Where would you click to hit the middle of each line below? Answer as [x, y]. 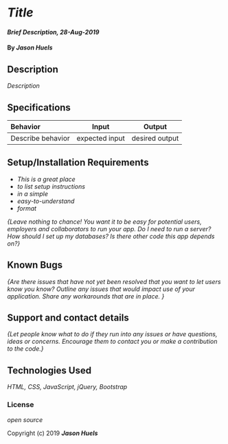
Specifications [39, 107]
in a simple [33, 194]
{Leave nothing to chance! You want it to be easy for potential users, [104, 222]
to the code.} [25, 349]
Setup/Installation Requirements [78, 163]
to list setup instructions [51, 186]
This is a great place [46, 179]
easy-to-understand [46, 201]
